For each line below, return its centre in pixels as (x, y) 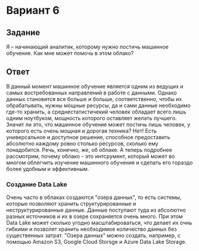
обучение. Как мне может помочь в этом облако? (70, 53)
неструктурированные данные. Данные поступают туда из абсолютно (96, 210)
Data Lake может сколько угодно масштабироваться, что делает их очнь (99, 223)
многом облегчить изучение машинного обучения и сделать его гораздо (99, 163)
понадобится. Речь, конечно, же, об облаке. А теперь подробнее (89, 149)
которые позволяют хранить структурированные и (71, 204)
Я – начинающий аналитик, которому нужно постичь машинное (87, 47)
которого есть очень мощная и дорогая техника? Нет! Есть (81, 131)
